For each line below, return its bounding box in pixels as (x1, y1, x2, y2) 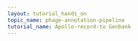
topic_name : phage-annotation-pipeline (7, 17, 125, 24)
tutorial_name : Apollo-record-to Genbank (7, 23, 132, 30)
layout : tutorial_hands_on (7, 10, 87, 17)
